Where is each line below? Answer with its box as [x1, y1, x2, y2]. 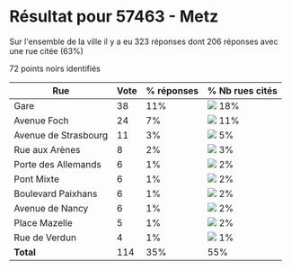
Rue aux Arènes [13, 143, 81, 156]
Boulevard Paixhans [13, 187, 98, 200]
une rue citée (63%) [9, 45, 84, 56]
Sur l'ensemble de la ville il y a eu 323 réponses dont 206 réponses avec [9, 36, 278, 47]
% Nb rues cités [207, 84, 278, 96]
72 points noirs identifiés [9, 63, 101, 74]
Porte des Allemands [13, 157, 101, 170]
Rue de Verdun [13, 231, 76, 244]
